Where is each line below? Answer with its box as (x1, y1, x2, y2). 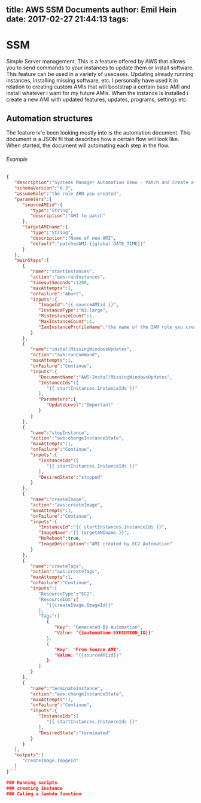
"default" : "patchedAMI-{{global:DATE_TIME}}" (30, 240, 146, 247)
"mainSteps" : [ (14, 257, 50, 264)
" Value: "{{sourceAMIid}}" (54, 652, 121, 658)
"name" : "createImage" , (30, 496, 87, 503)
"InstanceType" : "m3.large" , (38, 307, 109, 313)
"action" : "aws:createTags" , (30, 569, 100, 575)
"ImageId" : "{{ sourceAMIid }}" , (38, 302, 119, 308)
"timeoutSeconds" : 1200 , (30, 279, 90, 286)
